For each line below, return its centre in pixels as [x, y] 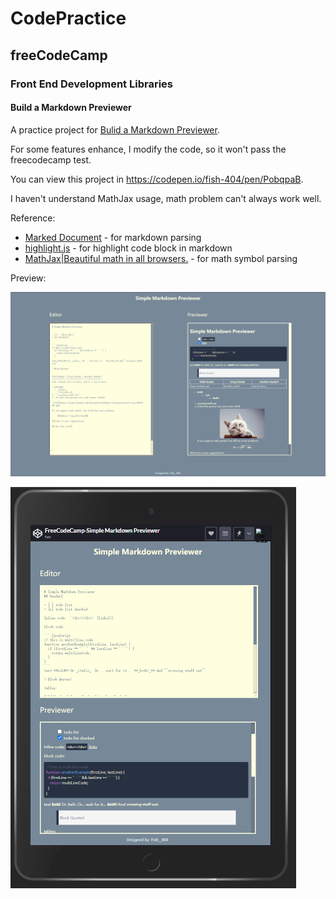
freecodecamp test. [51, 159]
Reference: [33, 218]
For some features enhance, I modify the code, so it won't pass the [148, 149]
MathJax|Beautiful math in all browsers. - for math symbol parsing [161, 258]
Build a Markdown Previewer [71, 108]
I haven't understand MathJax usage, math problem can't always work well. [166, 198]
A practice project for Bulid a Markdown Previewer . [115, 129]
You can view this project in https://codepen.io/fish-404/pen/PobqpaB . [157, 179]
